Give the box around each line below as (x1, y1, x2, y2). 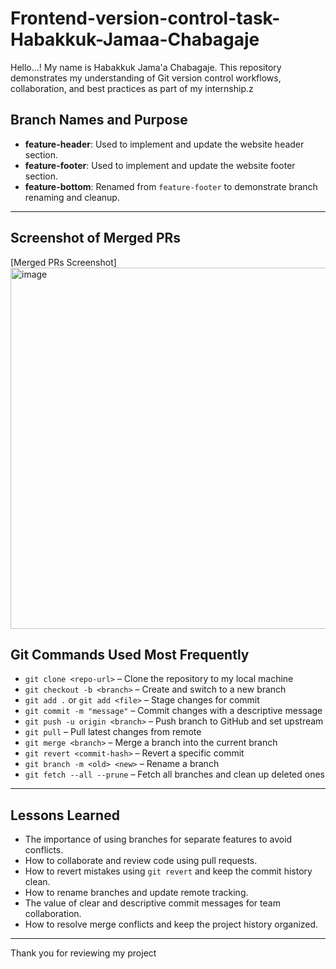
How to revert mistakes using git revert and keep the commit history (24, 865, 313, 877)
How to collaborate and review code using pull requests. (24, 855, 258, 867)
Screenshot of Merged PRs (10, 230, 182, 247)
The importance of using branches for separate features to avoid (24, 833, 293, 846)
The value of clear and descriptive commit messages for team (24, 897, 281, 909)
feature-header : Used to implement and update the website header (24, 138, 305, 150)
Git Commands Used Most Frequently (10, 646, 250, 663)
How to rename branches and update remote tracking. (24, 887, 249, 899)
